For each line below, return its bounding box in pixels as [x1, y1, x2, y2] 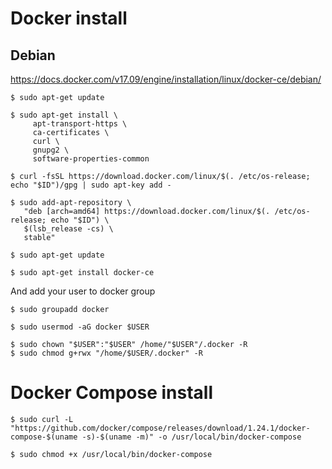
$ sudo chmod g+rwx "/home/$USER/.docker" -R [10, 348, 203, 358]
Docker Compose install [10, 382, 213, 404]
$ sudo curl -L [10, 414, 74, 424]
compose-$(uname [10, 432, 78, 442]
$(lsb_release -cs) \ [23, 224, 114, 234]
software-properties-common [32, 154, 150, 164]
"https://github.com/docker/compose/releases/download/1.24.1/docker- [10, 423, 311, 433]
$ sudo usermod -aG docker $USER [10, 322, 150, 332]
